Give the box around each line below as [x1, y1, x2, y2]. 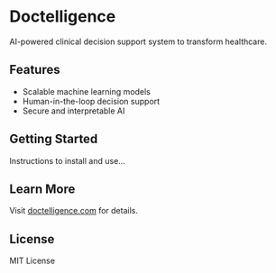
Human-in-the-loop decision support [22, 96, 161, 106]
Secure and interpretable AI [22, 105, 125, 116]
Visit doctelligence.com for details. [9, 205, 138, 216]
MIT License [9, 255, 56, 267]
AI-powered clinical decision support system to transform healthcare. [9, 36, 268, 47]
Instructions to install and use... [9, 155, 126, 166]
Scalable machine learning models [22, 86, 151, 96]
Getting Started [9, 132, 98, 147]
